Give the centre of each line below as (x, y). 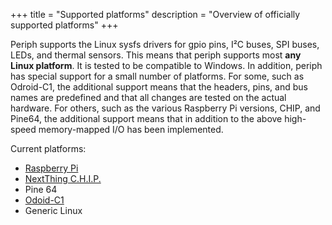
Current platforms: (48, 148)
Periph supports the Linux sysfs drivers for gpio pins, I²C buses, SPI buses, (165, 44)
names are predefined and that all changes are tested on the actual (148, 97)
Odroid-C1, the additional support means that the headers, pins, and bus (159, 87)
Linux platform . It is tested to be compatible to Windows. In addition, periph (166, 65)
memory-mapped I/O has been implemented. (131, 129)
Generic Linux (53, 210)
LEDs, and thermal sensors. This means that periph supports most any (156, 55)
